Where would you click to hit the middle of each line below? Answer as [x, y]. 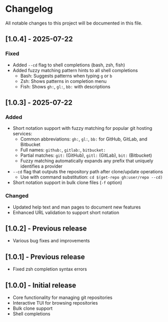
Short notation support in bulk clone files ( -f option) [67, 182]
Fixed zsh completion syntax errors [50, 269]
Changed [17, 196]
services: [22, 134]
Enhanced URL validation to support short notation [66, 212]
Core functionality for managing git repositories [63, 297]
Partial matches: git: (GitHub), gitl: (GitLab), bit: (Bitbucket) [86, 155]
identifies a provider [41, 166]
